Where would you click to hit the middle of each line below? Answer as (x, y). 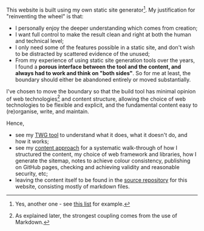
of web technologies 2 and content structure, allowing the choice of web (96, 98)
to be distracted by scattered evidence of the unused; (82, 53)
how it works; (32, 141)
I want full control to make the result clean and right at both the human (103, 34)
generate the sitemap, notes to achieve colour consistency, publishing (103, 161)
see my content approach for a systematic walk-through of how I (96, 148)
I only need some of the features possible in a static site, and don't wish (105, 47)
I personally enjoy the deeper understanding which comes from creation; (106, 28)
